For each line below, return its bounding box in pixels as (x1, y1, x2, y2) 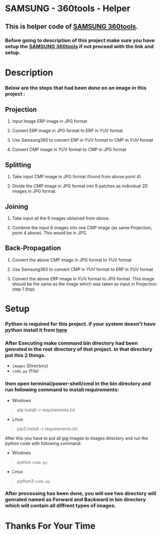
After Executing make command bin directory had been (5, 339, 138, 346)
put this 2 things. (5, 351, 46, 358)
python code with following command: (5, 440, 81, 446)
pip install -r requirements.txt (16, 407, 75, 413)
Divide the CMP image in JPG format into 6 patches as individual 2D (12, 183, 148, 189)
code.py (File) (12, 368, 39, 374)
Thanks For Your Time (5, 520, 96, 531)
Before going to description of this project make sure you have (5, 37, 155, 44)
